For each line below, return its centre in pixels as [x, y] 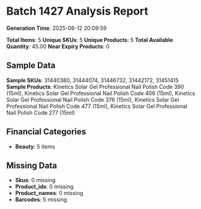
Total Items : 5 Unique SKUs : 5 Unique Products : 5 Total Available [90, 40]
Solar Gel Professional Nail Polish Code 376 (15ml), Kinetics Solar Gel [93, 99]
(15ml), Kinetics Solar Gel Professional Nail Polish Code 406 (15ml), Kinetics [101, 93]
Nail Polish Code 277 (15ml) [41, 112]
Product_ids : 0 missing [44, 186]
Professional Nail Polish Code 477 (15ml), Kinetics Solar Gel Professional [97, 106]
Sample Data [31, 66]
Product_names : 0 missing [49, 193]
